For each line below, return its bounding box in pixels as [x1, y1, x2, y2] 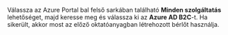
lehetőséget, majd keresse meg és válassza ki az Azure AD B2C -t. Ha [7, 13, 208, 21]
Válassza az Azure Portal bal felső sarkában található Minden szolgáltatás [7, 6, 222, 14]
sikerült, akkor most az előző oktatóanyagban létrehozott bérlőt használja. [7, 21, 220, 28]
